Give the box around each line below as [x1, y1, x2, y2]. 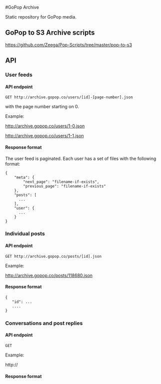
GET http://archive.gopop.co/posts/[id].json [5, 254, 101, 259]
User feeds [5, 71, 32, 78]
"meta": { [14, 175, 35, 180]
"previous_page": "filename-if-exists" [23, 183, 106, 188]
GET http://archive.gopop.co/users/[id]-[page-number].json [5, 95, 133, 100]
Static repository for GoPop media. [5, 14, 76, 20]
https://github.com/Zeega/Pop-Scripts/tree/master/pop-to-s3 [5, 42, 132, 48]
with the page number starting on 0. [5, 104, 79, 110]
